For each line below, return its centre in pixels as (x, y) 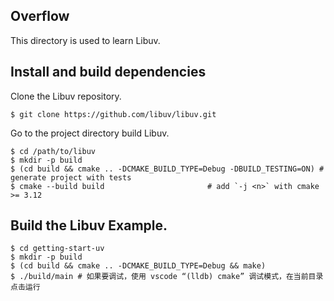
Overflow (40, 16)
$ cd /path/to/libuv (53, 151)
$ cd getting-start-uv (57, 249)
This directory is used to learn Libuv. (85, 40)
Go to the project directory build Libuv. (90, 133)
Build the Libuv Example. (89, 225)
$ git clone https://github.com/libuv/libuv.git (113, 114)
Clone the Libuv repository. (66, 96)
